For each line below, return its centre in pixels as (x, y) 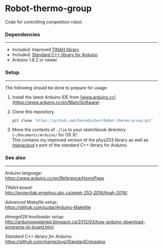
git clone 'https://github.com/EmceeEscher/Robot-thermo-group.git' (83, 120)
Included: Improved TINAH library (45, 50)
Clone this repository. (33, 112)
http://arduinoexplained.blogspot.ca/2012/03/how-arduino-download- (75, 222)
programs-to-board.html (30, 227)
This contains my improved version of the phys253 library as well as (80, 140)
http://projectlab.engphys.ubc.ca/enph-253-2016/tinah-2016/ (66, 193)
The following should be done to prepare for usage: (57, 87)
